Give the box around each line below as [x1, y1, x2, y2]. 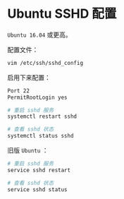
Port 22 [7, 87, 30, 95]
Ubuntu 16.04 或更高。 [7, 30, 72, 39]
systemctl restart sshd [7, 113, 77, 120]
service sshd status [7, 186, 68, 193]
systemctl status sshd [7, 133, 74, 140]
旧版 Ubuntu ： [7, 146, 49, 155]
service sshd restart [7, 167, 71, 174]
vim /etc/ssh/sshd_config [7, 59, 83, 66]
